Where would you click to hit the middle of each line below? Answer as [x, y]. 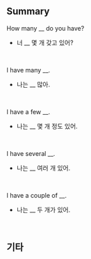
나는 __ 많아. [33, 84]
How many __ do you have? [45, 28]
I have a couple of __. [37, 195]
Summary [28, 11]
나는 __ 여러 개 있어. [43, 168]
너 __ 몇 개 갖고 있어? [45, 42]
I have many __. [28, 70]
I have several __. [31, 153]
